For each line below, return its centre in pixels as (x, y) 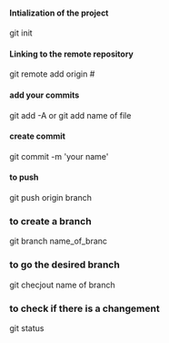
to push (24, 177)
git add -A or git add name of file (70, 115)
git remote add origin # (52, 74)
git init (21, 33)
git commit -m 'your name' (59, 156)
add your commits (45, 95)
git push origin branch (51, 198)
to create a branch (51, 221)
